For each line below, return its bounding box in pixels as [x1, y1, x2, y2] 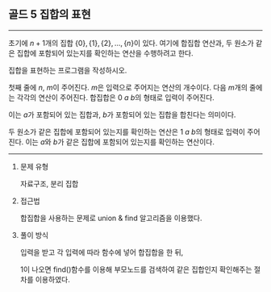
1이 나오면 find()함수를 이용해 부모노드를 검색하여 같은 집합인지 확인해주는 [19, 265, 252, 274]
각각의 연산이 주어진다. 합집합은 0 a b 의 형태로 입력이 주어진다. [16, 92, 215, 102]
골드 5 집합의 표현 [8, 7, 91, 22]
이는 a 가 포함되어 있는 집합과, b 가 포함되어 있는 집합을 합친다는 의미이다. [8, 110, 236, 119]
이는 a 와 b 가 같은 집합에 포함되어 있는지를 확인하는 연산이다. [25, 136, 215, 147]
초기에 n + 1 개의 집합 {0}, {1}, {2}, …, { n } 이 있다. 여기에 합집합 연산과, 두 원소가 [8, 38, 254, 48]
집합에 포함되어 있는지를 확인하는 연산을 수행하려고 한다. [16, 48, 194, 58]
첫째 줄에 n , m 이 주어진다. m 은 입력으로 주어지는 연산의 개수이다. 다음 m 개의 [8, 82, 248, 92]
